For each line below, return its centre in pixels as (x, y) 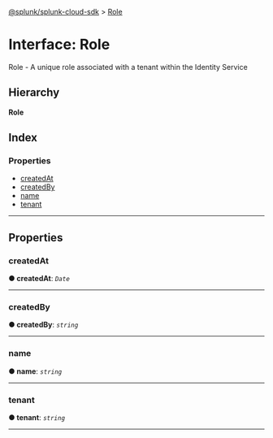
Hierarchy (34, 93)
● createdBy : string (43, 325)
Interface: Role (59, 45)
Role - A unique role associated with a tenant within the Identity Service (128, 67)
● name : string (35, 371)
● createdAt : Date (39, 279)
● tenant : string (37, 418)
